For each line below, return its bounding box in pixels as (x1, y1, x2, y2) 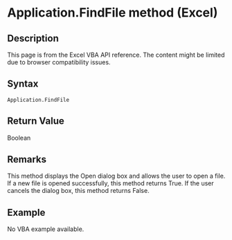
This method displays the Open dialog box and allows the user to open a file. (7, 172, 226, 181)
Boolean (7, 133, 31, 142)
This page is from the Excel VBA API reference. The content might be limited (7, 50, 225, 59)
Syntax (7, 78, 39, 90)
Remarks (7, 154, 47, 165)
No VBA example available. (7, 225, 84, 233)
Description (7, 33, 59, 44)
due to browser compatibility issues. (7, 58, 111, 66)
